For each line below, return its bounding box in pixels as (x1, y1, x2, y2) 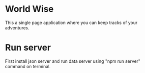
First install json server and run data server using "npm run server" (5, 58, 141, 64)
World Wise (5, 3, 54, 15)
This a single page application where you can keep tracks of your (5, 20, 138, 25)
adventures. (5, 24, 29, 30)
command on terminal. (5, 63, 51, 69)
